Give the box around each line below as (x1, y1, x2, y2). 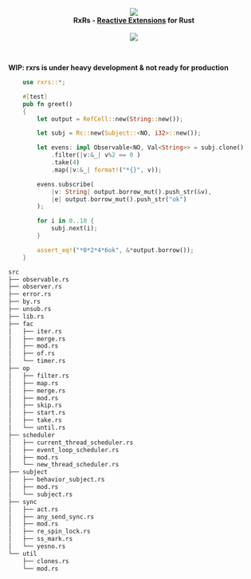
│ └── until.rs (8, 423, 66, 431)
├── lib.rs (8, 312, 45, 321)
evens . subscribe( (37, 180, 94, 188)
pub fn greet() (22, 100, 73, 108)
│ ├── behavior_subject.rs (8, 475, 105, 484)
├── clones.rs (22, 557, 69, 565)
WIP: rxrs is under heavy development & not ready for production (8, 63, 229, 72)
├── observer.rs (8, 283, 62, 291)
